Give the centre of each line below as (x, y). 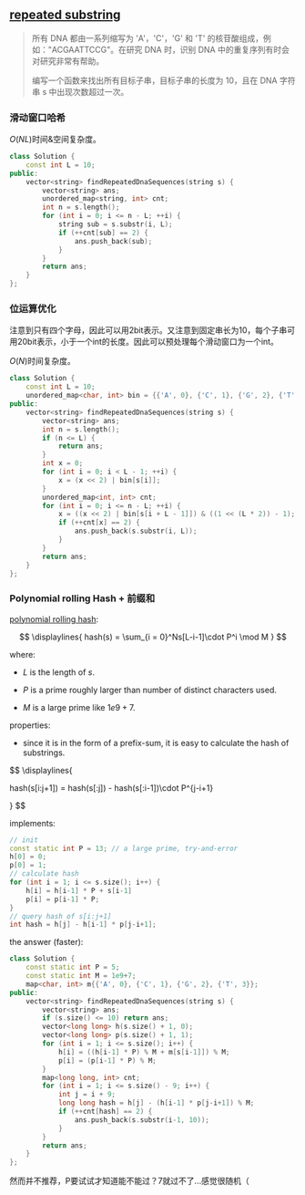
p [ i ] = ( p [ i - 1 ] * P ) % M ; (107, 1060)
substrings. (44, 753)
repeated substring (65, 15)
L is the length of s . (59, 672)
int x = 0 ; (63, 463)
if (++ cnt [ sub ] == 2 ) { (103, 233)
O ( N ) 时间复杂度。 (42, 361)
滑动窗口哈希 (38, 118)
